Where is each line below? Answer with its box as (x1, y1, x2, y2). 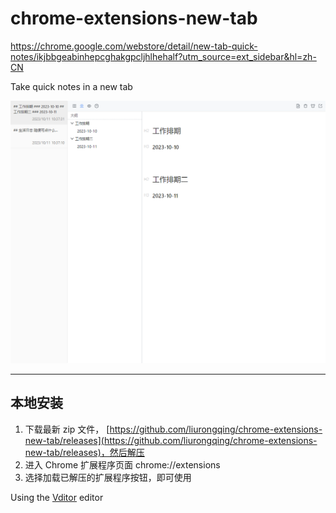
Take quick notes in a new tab (10, 80, 133, 92)
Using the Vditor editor (10, 491, 104, 503)
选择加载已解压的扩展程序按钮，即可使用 (24, 471, 192, 483)
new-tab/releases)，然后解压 (24, 446, 145, 458)
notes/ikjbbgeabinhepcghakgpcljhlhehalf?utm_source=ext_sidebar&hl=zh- (10, 50, 317, 62)
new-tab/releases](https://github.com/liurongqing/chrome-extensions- (24, 434, 318, 446)
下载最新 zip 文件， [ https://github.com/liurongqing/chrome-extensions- (24, 423, 323, 435)
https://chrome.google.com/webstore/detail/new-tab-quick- (10, 40, 258, 52)
